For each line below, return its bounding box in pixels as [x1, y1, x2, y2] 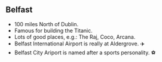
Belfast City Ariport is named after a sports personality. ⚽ [14, 49, 156, 56]
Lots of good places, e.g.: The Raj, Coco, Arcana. [14, 33, 136, 41]
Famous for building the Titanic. [14, 27, 93, 34]
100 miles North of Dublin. [14, 20, 79, 27]
